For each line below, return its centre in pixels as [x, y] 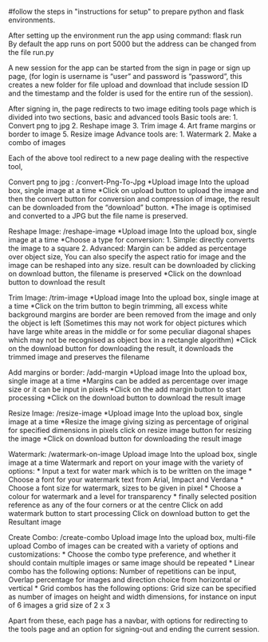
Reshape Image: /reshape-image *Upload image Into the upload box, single [132, 231]
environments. [32, 20]
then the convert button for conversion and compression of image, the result [134, 199]
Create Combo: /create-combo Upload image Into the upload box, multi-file [132, 537]
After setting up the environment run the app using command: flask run [125, 35]
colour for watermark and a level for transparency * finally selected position [132, 496]
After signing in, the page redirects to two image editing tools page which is [132, 108]
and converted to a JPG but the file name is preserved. [99, 216]
